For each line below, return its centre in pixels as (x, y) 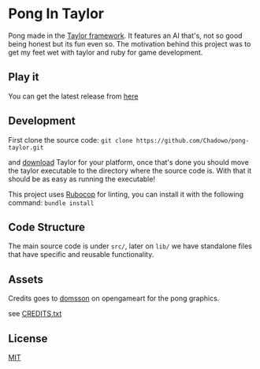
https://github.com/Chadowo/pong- (193, 140)
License (28, 339)
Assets (26, 280)
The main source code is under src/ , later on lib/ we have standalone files (130, 246)
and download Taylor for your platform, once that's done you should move (129, 162)
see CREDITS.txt (35, 314)
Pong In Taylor (56, 14)
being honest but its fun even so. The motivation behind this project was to (130, 43)
